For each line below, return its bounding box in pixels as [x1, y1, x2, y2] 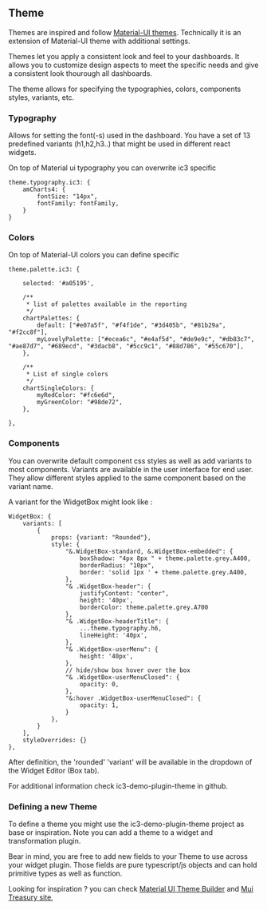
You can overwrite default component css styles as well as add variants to [8, 455, 253, 466]
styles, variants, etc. [8, 92, 75, 102]
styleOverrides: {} [22, 736, 88, 744]
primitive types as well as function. [8, 868, 123, 878]
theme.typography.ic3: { [8, 179, 91, 187]
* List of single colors [26, 371, 109, 379]
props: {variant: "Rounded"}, [50, 533, 151, 542]
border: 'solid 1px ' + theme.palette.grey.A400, [79, 568, 248, 576]
